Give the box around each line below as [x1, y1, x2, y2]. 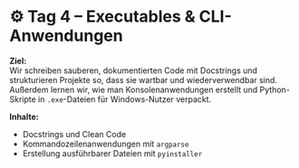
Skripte [9, 93, 36, 105]
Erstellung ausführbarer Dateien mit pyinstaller [22, 147, 203, 159]
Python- [259, 84, 290, 95]
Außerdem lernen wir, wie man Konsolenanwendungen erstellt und [9, 84, 258, 95]
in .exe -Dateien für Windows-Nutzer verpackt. [37, 93, 212, 105]
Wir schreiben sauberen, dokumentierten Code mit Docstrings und [9, 65, 258, 76]
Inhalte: [9, 111, 39, 122]
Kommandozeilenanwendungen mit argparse [22, 138, 189, 149]
